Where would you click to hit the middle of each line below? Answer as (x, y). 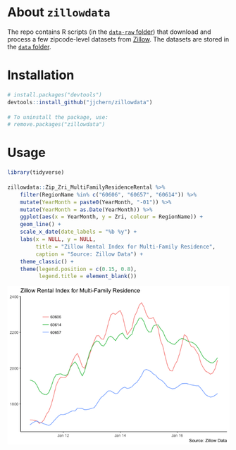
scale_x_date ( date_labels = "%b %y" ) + (79, 232)
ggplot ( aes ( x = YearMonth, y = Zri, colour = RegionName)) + (111, 217)
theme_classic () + (47, 261)
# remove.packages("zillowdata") (56, 125)
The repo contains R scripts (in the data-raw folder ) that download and (109, 32)
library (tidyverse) (36, 173)
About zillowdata (59, 12)
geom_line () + (41, 225)
